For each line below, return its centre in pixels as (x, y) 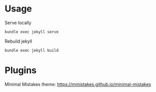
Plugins (21, 70)
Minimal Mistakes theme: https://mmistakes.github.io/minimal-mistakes (78, 84)
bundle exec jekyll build (31, 50)
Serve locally (18, 23)
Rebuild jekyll (18, 41)
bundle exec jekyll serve (31, 32)
